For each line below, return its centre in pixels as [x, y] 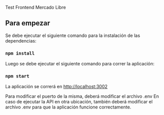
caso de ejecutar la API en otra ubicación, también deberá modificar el [79, 102]
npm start [17, 76]
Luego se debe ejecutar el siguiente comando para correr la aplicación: [80, 64]
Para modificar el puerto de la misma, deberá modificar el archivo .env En [82, 96]
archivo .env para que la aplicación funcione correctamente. [68, 107]
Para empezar [28, 23]
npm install [20, 53]
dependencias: [21, 41]
